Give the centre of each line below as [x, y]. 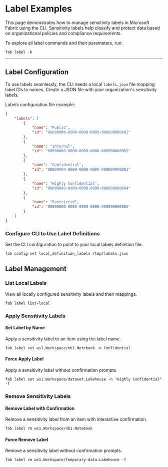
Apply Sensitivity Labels [35, 316]
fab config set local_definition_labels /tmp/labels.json [67, 254]
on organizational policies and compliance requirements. [63, 33]
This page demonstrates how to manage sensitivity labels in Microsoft [77, 23]
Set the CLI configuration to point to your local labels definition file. [74, 245]
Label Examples [39, 9]
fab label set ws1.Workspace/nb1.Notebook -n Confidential [68, 348]
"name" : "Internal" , [53, 146]
